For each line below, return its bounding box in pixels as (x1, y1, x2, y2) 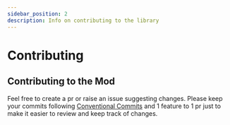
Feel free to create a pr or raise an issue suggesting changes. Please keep (7, 94, 224, 102)
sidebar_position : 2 (7, 10, 68, 18)
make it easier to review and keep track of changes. (7, 109, 158, 117)
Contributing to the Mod (7, 76, 115, 88)
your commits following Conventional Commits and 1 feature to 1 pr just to (7, 102, 221, 110)
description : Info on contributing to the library (7, 17, 159, 24)
